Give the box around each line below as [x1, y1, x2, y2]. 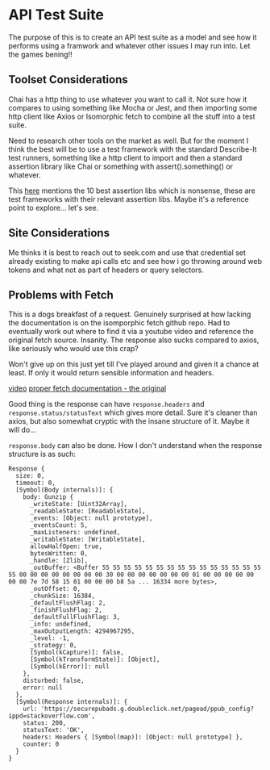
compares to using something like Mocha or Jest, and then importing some [8, 103, 258, 112]
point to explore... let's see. [8, 203, 99, 212]
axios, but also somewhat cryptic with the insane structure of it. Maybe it [8, 416, 250, 426]
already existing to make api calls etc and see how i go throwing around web [8, 256, 263, 266]
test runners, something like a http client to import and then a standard [8, 153, 243, 162]
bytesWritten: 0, [29, 550, 89, 558]
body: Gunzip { [23, 493, 74, 501]
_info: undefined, [29, 620, 92, 629]
